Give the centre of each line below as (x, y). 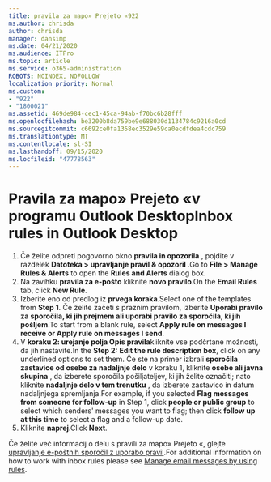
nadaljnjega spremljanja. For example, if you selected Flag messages (134, 394)
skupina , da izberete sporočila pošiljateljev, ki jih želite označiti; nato (135, 377)
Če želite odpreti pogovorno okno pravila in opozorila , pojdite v (127, 256)
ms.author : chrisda (41, 23)
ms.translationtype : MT (49, 136)
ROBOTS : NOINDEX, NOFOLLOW (54, 76)
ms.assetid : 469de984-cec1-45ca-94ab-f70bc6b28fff (95, 114)
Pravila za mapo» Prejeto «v (104, 199)
